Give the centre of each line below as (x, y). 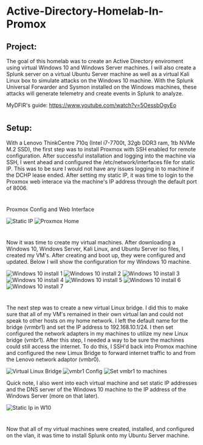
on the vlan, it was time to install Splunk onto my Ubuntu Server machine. (98, 435)
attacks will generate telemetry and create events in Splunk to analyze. (95, 93)
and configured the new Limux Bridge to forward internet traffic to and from (101, 353)
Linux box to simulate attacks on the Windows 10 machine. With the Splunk (100, 81)
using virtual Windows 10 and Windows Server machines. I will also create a (101, 67)
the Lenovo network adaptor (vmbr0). (53, 359)
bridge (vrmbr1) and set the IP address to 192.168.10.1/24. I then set (90, 327)
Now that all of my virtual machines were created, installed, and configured (100, 429)
